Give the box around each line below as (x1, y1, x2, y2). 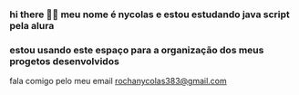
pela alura (9, 19, 55, 32)
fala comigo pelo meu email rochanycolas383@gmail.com (9, 76, 228, 87)
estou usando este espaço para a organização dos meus (9, 43, 264, 56)
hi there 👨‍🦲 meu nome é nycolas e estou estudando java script (9, 8, 290, 21)
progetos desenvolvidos (9, 54, 120, 67)
